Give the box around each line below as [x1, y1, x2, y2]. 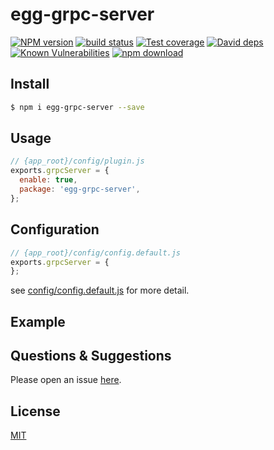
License [10, 403, 61, 420]
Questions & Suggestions [10, 348, 172, 365]
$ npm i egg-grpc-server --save [10, 102, 145, 112]
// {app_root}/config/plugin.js [10, 156, 145, 167]
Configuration [10, 221, 100, 238]
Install [10, 76, 50, 93]
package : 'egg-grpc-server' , [19, 184, 141, 195]
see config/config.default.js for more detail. [10, 284, 190, 297]
